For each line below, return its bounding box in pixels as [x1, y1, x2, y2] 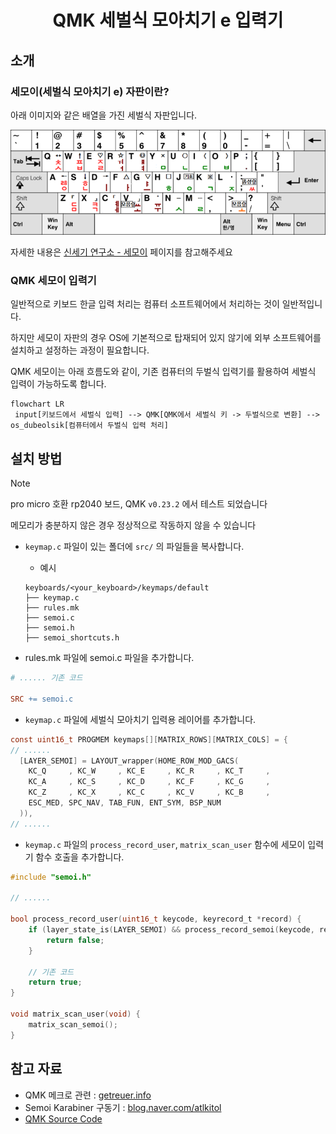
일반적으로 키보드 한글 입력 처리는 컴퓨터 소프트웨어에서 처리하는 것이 [10, 298, 280, 310]
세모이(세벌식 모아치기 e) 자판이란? [10, 84, 170, 98]
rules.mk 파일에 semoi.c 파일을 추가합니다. [24, 652, 195, 664]
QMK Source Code [24, 1112, 103, 1125]
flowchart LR [10, 399, 65, 410]
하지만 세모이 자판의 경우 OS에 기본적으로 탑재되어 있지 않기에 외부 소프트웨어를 [10, 332, 322, 344]
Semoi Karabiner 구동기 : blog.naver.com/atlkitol [24, 1101, 222, 1113]
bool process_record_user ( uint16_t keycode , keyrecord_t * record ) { [10, 914, 302, 925]
